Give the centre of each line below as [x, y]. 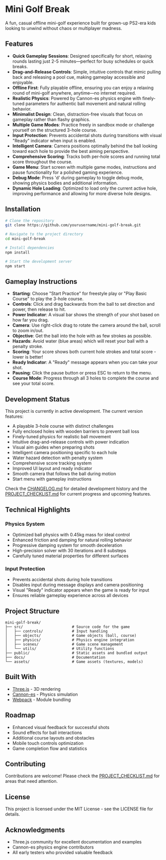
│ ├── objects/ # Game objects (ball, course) [71, 635]
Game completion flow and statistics [50, 748]
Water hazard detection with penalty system [58, 458]
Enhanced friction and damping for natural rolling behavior [72, 540]
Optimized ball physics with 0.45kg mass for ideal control [71, 534]
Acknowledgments [35, 830]
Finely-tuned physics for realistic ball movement [61, 437]
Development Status [38, 399]
